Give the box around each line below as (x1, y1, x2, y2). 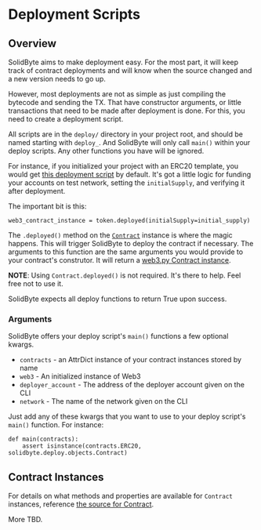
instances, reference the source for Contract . (8, 499, 154, 509)
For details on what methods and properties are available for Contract (8, 492, 233, 501)
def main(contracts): (8, 435, 79, 444)
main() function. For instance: (8, 420, 104, 430)
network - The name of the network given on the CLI (19, 397, 188, 406)
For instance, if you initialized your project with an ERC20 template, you (8, 162, 239, 170)
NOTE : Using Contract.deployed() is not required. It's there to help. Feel (8, 270, 241, 280)
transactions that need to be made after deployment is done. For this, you (8, 106, 245, 115)
